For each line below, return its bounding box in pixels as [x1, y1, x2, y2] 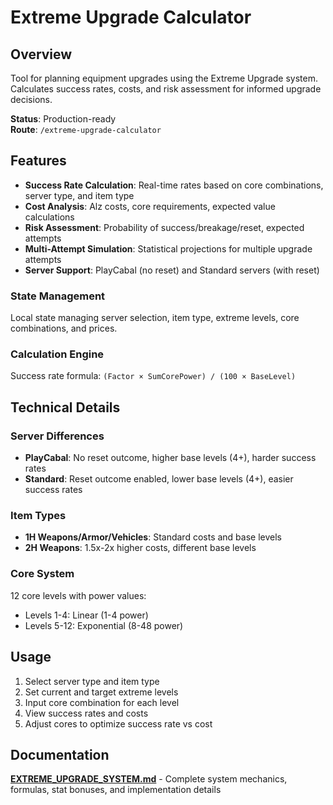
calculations [24, 211, 75, 223]
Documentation [10, 746, 110, 763]
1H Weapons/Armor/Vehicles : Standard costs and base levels [24, 531, 282, 543]
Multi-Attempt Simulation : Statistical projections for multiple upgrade [24, 242, 313, 255]
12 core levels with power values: [10, 589, 147, 601]
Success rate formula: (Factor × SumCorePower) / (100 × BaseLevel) [10, 370, 297, 382]
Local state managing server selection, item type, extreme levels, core [10, 312, 300, 324]
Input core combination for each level [24, 696, 180, 708]
